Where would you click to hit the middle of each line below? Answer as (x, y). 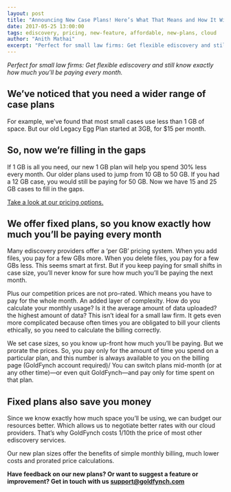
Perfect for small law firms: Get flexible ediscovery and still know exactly (110, 65)
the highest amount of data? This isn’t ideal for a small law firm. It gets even (114, 315)
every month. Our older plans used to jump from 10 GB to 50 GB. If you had (113, 174)
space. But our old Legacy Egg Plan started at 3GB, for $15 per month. (107, 129)
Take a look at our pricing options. (55, 202)
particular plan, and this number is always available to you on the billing (108, 358)
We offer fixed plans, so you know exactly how (109, 224)
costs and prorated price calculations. (61, 461)
